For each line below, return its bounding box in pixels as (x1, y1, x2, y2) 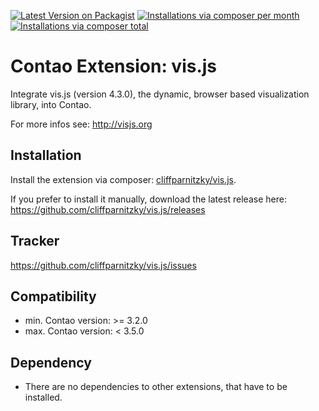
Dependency (10, 354, 92, 371)
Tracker (10, 233, 60, 250)
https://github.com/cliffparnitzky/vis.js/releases (10, 203, 206, 215)
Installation (10, 147, 82, 164)
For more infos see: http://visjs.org (10, 118, 153, 130)
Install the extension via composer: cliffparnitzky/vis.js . (10, 173, 237, 185)
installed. (24, 391, 63, 404)
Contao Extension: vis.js (10, 55, 218, 78)
